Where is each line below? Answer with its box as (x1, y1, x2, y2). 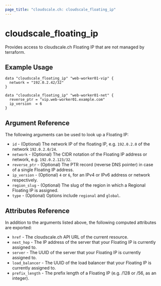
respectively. (12, 177, 38, 183)
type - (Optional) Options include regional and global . (12, 192, 121, 199)
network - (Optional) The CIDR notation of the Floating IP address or (12, 151, 147, 158)
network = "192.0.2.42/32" (9, 80, 64, 85)
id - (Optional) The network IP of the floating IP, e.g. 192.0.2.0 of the (12, 141, 150, 147)
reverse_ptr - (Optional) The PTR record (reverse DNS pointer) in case (12, 162, 154, 168)
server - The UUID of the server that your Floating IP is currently (12, 250, 141, 255)
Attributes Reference (5, 207, 70, 215)
